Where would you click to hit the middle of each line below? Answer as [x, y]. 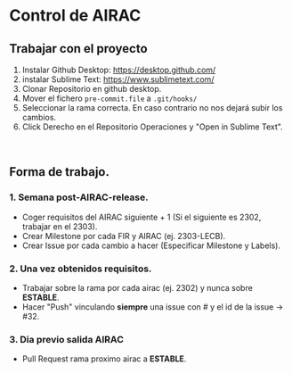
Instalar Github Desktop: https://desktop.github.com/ [119, 70]
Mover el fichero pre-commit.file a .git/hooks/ [109, 98]
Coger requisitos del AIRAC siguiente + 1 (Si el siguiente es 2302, [142, 217]
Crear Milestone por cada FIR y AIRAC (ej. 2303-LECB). [124, 236]
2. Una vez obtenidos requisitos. [81, 269]
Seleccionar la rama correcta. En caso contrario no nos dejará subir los [152, 108]
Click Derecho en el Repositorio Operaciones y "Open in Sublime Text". [152, 127]
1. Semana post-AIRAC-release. [79, 197]
